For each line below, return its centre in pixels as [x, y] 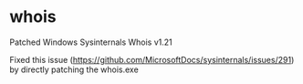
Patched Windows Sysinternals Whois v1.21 [91, 42]
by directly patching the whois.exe [74, 69]
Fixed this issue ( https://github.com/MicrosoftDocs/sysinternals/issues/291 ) [152, 59]
